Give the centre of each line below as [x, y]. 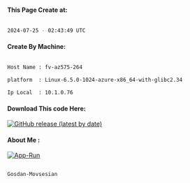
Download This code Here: [46, 108]
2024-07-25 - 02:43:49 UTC [46, 31]
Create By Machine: [37, 46]
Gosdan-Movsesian [32, 175]
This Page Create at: [37, 10]
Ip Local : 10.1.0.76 [40, 93]
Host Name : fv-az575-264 [45, 67]
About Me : [24, 140]
